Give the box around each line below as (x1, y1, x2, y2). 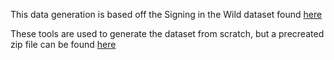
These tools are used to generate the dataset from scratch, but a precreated (10, 28, 325, 39)
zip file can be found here (10, 39, 117, 50)
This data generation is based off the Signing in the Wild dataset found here (10, 9, 323, 20)
